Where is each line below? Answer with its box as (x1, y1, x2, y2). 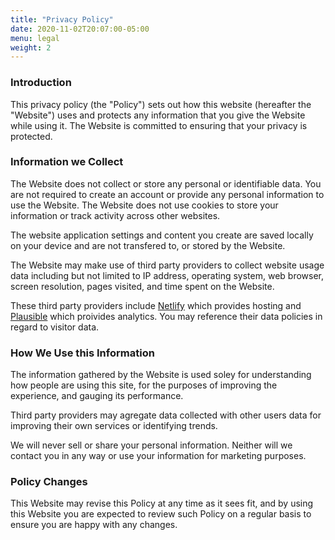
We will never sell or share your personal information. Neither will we (10, 439, 293, 451)
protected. (10, 130, 53, 142)
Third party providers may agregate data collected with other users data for (10, 409, 322, 421)
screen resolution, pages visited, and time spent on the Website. (10, 280, 275, 292)
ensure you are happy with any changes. (10, 519, 178, 531)
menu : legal (10, 33, 60, 43)
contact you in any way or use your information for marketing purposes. (10, 450, 307, 462)
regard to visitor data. (10, 321, 100, 333)
